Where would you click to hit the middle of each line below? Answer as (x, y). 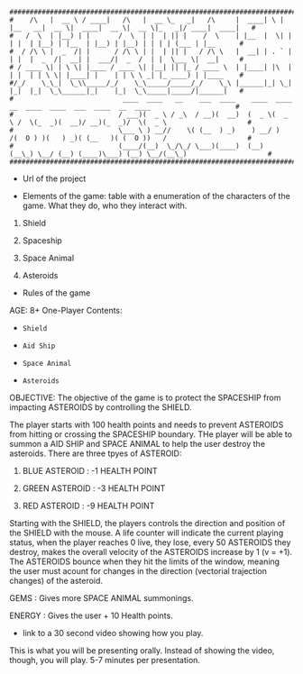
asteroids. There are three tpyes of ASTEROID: (96, 453)
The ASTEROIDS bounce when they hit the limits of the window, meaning (145, 561)
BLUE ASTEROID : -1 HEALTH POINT (90, 471)
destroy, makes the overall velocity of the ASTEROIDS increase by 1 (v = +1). (151, 552)
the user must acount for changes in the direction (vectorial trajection (138, 571)
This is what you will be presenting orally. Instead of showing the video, (142, 651)
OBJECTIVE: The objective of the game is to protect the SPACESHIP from (145, 397)
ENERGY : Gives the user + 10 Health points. (91, 615)
